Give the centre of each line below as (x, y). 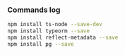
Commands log (34, 10)
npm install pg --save (41, 44)
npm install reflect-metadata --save (63, 38)
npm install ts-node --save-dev (55, 25)
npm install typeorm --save (49, 31)
